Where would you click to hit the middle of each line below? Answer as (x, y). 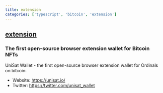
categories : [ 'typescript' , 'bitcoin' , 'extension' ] (61, 14)
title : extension (23, 10)
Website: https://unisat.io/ (39, 80)
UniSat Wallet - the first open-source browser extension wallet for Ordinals (81, 65)
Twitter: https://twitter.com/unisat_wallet (54, 86)
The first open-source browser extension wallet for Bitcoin (78, 48)
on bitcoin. (16, 71)
